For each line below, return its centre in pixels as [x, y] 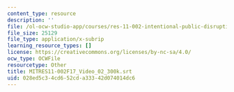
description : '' [31, 20]
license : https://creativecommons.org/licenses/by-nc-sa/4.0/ [99, 53]
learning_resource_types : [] [49, 46]
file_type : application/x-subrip [56, 39]
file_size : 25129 [32, 33]
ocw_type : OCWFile [34, 59]
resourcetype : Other [37, 65]
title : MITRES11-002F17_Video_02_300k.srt [70, 71]
